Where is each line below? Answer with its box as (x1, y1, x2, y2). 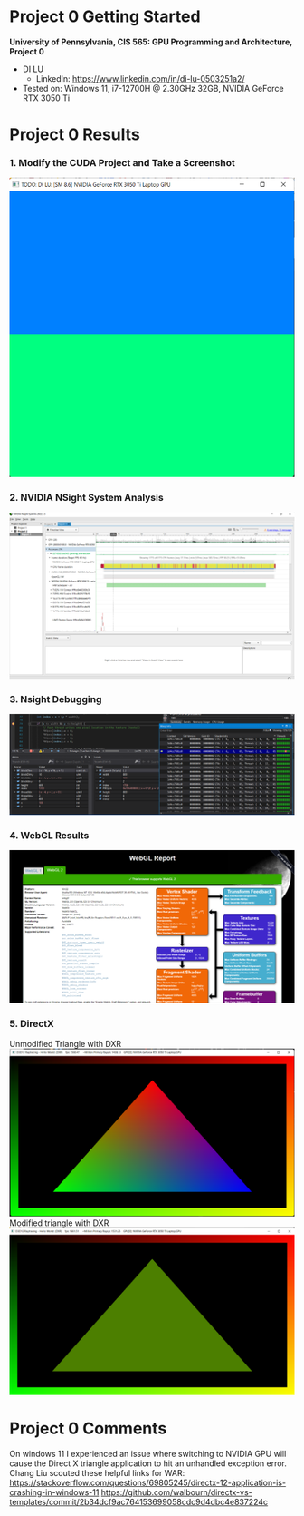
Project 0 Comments (9, 1418, 167, 1439)
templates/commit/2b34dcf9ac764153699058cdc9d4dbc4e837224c (9, 1497, 269, 1508)
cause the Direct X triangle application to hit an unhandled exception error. (9, 1458, 287, 1469)
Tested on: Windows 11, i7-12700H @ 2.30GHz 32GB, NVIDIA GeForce (22, 83, 284, 93)
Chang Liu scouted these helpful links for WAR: (9, 1468, 185, 1479)
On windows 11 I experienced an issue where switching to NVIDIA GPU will (9, 1449, 287, 1460)
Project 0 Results (9, 124, 140, 145)
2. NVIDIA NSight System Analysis (9, 491, 165, 504)
